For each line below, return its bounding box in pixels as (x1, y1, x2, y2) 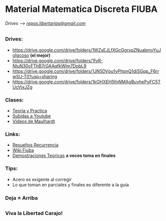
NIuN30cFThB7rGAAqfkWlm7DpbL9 (12, 63, 87, 69)
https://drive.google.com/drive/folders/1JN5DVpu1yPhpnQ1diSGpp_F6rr (12, 68, 160, 74)
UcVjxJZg (12, 84, 33, 90)
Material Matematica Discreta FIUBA (5, 3, 158, 15)
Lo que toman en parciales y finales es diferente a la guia (12, 182, 129, 188)
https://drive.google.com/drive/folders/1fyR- (12, 57, 103, 63)
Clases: (5, 96, 24, 103)
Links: (5, 130, 20, 137)
